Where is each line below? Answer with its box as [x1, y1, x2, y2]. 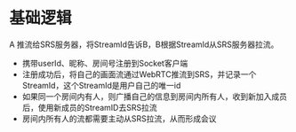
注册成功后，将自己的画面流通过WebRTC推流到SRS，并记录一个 [21, 68, 257, 80]
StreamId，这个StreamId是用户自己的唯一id [21, 80, 181, 90]
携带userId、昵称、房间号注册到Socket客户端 [21, 58, 188, 68]
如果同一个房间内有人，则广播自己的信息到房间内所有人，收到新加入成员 [21, 90, 287, 102]
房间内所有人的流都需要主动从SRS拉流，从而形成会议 [21, 113, 217, 124]
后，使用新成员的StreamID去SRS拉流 [21, 102, 157, 113]
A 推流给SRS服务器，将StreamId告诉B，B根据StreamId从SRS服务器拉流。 [9, 39, 279, 50]
